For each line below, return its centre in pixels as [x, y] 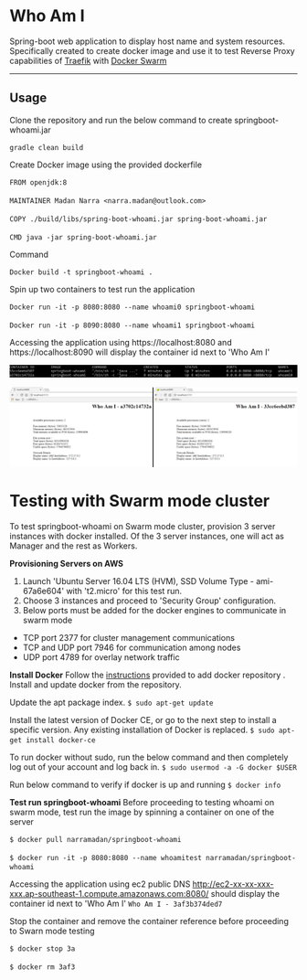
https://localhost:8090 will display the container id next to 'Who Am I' [140, 352]
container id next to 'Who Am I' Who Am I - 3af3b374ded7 [116, 903]
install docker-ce [61, 740]
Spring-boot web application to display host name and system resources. [148, 41]
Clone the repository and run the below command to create [121, 120]
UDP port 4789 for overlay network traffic [101, 657]
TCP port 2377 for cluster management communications [129, 637]
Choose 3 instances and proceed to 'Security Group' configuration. [149, 601]
